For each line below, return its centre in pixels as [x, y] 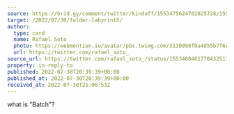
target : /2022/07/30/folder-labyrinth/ [65, 20]
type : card [29, 33]
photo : [23, 46]
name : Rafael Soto [40, 40]
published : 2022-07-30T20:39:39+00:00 [63, 72]
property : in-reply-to [40, 65]
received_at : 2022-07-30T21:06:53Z [59, 85]
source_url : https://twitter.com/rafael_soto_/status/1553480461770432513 [118, 59]
